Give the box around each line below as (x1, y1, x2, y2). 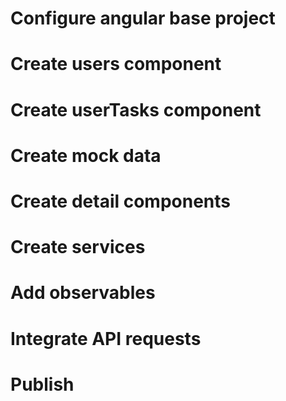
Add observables (10, 282, 156, 304)
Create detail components (10, 190, 232, 212)
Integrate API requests (10, 327, 202, 350)
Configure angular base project (10, 7, 276, 30)
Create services (10, 236, 146, 259)
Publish (10, 373, 75, 396)
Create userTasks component (10, 98, 262, 121)
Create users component (10, 53, 222, 76)
